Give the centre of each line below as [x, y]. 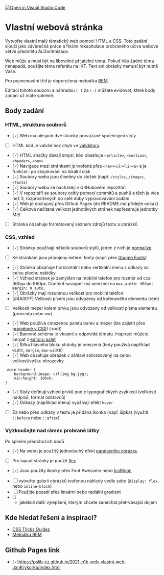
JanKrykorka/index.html [36, 567]
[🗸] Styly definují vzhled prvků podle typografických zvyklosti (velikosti [84, 392]
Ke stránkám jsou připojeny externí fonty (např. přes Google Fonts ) [79, 258]
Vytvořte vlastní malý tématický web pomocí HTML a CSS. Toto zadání [76, 41]
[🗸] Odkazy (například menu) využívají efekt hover [63, 402]
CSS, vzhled [20, 237]
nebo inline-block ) [32, 486]
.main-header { [21, 370]
